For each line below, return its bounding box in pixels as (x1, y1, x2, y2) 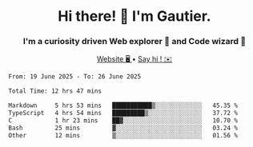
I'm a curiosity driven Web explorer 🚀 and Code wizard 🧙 (22, 36, 247, 47)
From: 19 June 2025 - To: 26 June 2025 (8, 73, 142, 81)
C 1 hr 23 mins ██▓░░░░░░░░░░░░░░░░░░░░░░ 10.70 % (8, 116, 239, 125)
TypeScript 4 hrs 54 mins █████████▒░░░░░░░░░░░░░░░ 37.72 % (8, 109, 239, 117)
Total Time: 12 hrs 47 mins (8, 87, 102, 95)
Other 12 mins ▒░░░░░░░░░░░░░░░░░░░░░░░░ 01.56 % (8, 131, 239, 139)
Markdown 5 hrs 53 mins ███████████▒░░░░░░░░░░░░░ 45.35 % (8, 101, 239, 110)
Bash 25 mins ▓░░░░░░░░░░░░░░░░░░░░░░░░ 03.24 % (8, 124, 239, 132)
